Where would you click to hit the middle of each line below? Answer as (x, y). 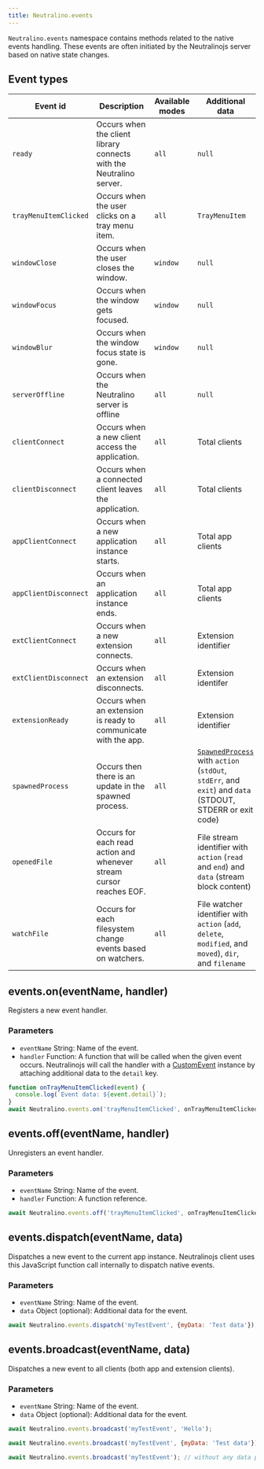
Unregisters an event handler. (56, 1153)
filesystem (115, 929)
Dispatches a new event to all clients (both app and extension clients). (121, 1368)
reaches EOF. (121, 891)
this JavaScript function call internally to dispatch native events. (112, 1264)
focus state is (121, 352)
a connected (119, 479)
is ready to (116, 721)
